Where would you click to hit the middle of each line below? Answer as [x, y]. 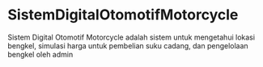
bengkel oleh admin [40, 54]
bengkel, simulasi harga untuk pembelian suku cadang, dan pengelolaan [128, 45]
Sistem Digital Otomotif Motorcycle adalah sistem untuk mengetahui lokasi [131, 37]
